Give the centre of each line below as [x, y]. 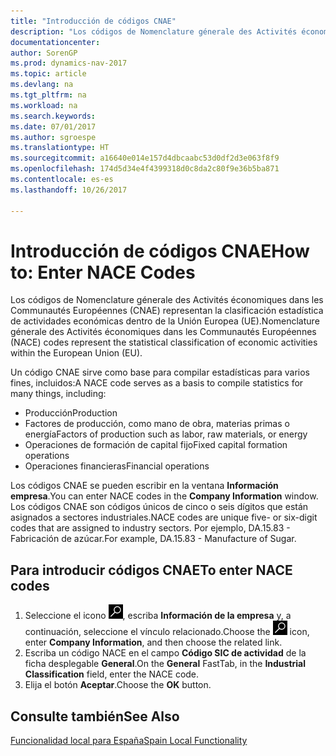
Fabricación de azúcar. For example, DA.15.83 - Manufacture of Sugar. [153, 539]
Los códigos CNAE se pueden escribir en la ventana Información [144, 486]
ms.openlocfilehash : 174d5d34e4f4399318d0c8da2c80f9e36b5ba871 [145, 169]
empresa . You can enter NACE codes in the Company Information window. [164, 496]
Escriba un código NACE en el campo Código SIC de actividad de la [165, 653]
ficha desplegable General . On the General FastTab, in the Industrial [165, 664]
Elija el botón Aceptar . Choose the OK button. [118, 685]
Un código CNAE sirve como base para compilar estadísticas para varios [160, 372]
